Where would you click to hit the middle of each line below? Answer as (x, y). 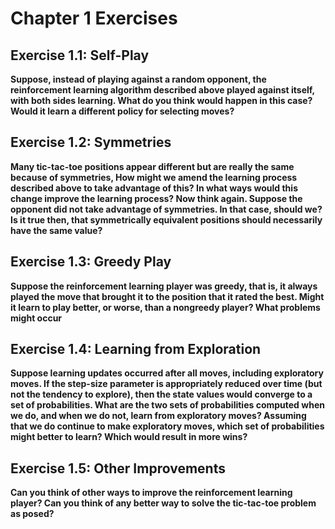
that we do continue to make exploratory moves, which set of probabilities (167, 426)
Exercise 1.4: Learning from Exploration (136, 349)
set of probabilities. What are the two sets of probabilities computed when (167, 405)
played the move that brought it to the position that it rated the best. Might (167, 296)
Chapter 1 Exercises (94, 18)
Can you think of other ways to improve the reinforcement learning (151, 493)
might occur (36, 318)
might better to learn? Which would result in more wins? (129, 437)
